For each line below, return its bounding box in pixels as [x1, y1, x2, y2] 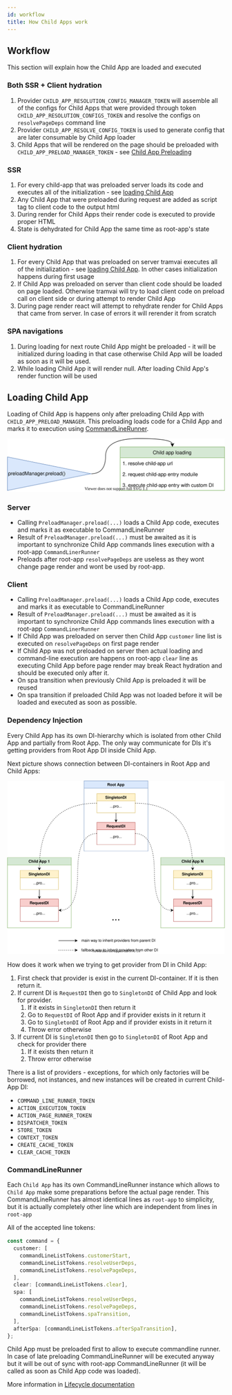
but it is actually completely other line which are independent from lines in [7, 1203, 217, 1211]
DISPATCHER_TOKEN [17, 1119, 68, 1127]
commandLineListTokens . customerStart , [19, 1252, 131, 1259]
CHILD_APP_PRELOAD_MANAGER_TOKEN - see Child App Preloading [17, 147, 192, 156]
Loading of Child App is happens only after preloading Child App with [7, 410, 204, 418]
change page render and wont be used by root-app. [17, 562, 166, 571]
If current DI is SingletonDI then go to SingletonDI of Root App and [17, 1033, 209, 1041]
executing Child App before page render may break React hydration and [17, 661, 222, 670]
